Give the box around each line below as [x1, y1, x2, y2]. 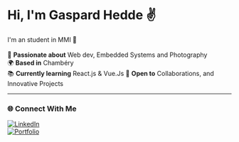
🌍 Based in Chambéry [7, 58, 74, 67]
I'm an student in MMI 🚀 [7, 35, 77, 44]
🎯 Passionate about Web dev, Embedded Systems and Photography [7, 50, 208, 59]
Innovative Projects [7, 79, 64, 87]
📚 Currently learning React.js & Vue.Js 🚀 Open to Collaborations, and [7, 69, 215, 77]
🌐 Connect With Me [7, 104, 77, 114]
